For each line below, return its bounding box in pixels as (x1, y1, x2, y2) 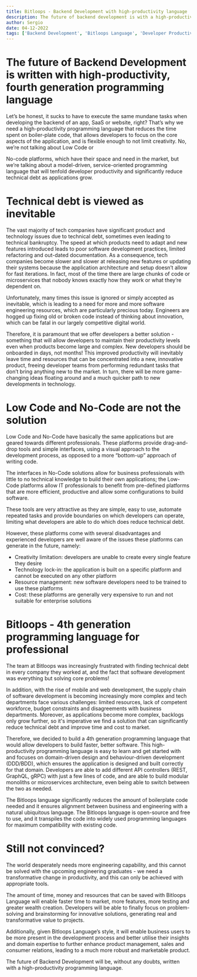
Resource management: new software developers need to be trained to (14, 578, 187, 585)
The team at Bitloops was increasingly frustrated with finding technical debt (6, 662, 189, 669)
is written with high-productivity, (6, 68, 170, 82)
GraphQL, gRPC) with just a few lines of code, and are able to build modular (6, 772, 189, 779)
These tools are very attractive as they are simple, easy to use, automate (6, 506, 182, 513)
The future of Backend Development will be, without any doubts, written (6, 958, 180, 965)
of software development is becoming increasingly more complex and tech (6, 692, 187, 700)
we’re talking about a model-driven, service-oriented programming (6, 162, 168, 169)
